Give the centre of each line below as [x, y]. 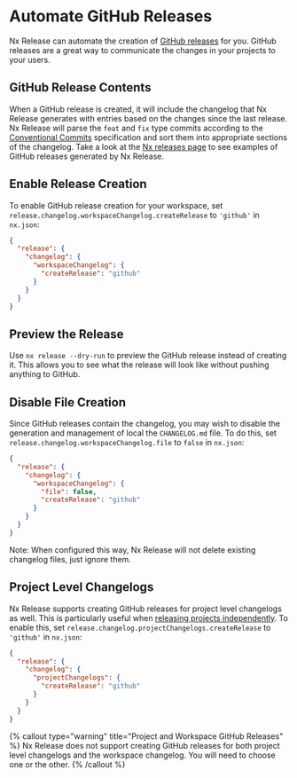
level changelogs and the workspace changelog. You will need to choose [143, 755]
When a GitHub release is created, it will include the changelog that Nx [138, 109]
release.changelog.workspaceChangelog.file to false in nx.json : [127, 443]
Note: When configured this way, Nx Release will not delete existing [133, 550]
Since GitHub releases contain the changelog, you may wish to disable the [145, 424]
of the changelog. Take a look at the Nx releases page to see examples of [144, 146]
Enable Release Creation [78, 184]
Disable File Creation [68, 402]
